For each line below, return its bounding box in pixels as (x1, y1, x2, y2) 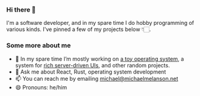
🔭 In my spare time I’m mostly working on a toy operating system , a (15, 55, 184, 63)
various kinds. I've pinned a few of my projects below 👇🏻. (6, 26, 151, 33)
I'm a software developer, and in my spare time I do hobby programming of (6, 19, 195, 27)
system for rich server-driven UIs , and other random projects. (15, 61, 170, 69)
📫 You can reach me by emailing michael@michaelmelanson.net (15, 75, 179, 82)
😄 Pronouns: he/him (15, 83, 67, 91)
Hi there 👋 (6, 5, 37, 14)
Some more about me (6, 41, 71, 50)
